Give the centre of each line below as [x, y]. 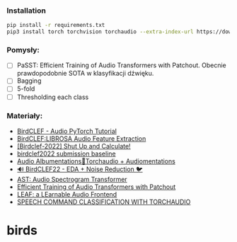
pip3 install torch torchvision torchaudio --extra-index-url [100, 32]
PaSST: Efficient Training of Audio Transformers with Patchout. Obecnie [122, 65]
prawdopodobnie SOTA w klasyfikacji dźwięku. [85, 74]
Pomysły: [23, 50]
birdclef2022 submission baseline [66, 154]
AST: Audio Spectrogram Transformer [72, 179]
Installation [27, 11]
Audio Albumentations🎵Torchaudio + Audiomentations [96, 161]
